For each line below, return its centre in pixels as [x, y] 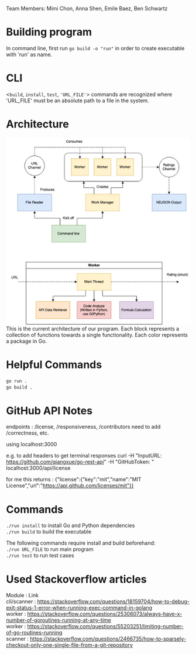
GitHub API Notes [49, 410]
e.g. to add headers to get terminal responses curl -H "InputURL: [84, 456]
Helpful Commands [54, 364]
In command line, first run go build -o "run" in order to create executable [95, 48]
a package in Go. [27, 341]
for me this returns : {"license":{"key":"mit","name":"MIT [74, 480]
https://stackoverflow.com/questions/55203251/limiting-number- [105, 627]
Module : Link [23, 596]
